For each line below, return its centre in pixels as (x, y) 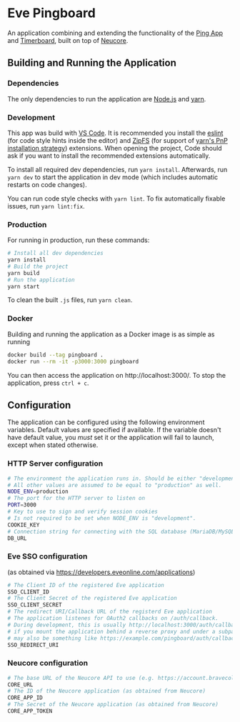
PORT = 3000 (22, 505)
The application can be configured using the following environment (106, 422)
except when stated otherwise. (53, 445)
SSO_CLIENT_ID (29, 592)
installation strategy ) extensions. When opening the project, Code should (115, 148)
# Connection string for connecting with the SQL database (97, 531)
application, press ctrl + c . (48, 383)
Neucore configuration (47, 663)
